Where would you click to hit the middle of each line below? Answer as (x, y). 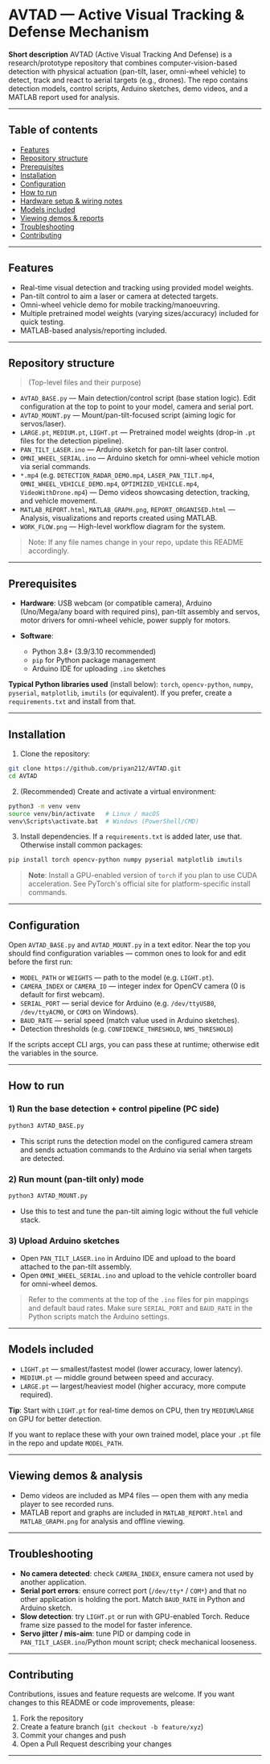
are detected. (42, 1158)
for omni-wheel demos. (59, 1284)
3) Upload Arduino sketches (64, 1241)
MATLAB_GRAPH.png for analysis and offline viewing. (102, 1521)
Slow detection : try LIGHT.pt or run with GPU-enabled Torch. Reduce (135, 1616)
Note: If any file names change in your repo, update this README (135, 543)
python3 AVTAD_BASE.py (46, 1125)
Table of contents (53, 130)
